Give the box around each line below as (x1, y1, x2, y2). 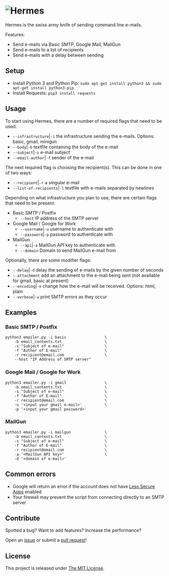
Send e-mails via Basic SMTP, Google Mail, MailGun (12, 41, 121, 47)
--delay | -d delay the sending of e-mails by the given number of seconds (12, 267, 164, 273)
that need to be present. (5, 200, 55, 206)
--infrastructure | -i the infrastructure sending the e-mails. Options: (12, 133, 155, 139)
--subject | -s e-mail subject (12, 149, 70, 155)
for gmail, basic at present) (12, 278, 69, 284)
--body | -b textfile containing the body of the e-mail (12, 144, 119, 150)
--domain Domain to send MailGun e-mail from (20, 247, 116, 253)
